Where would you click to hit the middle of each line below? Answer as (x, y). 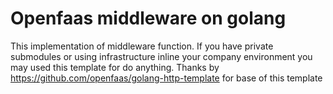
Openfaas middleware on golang (148, 18)
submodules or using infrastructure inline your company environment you (161, 56)
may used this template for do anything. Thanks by (115, 67)
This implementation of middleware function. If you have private (142, 46)
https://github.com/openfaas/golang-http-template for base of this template (166, 78)
